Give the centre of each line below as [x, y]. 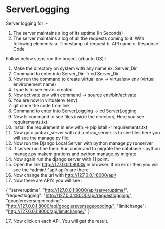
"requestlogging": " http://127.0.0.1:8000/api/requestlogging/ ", [69, 195]
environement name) [34, 84]
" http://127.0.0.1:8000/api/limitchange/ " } [48, 211]
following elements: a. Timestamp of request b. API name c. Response [86, 43]
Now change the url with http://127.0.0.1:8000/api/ [65, 175]
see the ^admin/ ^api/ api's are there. [51, 170]
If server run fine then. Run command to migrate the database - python [87, 148]
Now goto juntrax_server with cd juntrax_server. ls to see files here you [87, 132]
